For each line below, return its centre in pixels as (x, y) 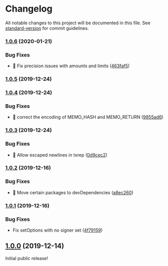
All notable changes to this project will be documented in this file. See (78, 23)
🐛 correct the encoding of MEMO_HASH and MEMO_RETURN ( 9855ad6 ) (88, 117)
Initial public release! (27, 258)
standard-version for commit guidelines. (47, 28)
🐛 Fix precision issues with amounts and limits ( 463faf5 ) (71, 66)
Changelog (29, 9)
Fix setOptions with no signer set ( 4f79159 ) (57, 230)
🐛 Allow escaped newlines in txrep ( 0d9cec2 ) (60, 155)
